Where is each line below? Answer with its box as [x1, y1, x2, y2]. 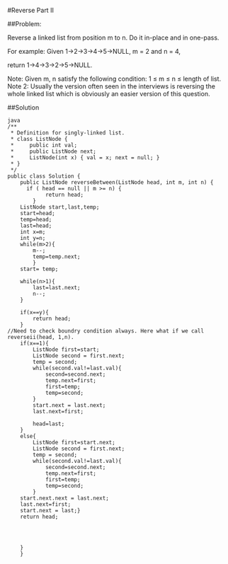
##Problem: [7, 20, 42, 28]
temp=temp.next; [33, 253, 81, 260]
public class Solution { [7, 173, 81, 180]
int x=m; [20, 229, 46, 236]
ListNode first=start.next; [33, 439, 115, 446]
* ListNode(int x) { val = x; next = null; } [10, 154, 160, 161]
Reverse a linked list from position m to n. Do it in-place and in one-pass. [7, 33, 220, 42]
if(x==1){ [20, 340, 50, 347]
